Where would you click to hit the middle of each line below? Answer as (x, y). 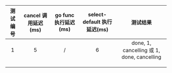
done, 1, (141, 43)
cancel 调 (35, 16)
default (92, 22)
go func (65, 15)
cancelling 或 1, (141, 50)
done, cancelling (142, 57)
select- (97, 15)
